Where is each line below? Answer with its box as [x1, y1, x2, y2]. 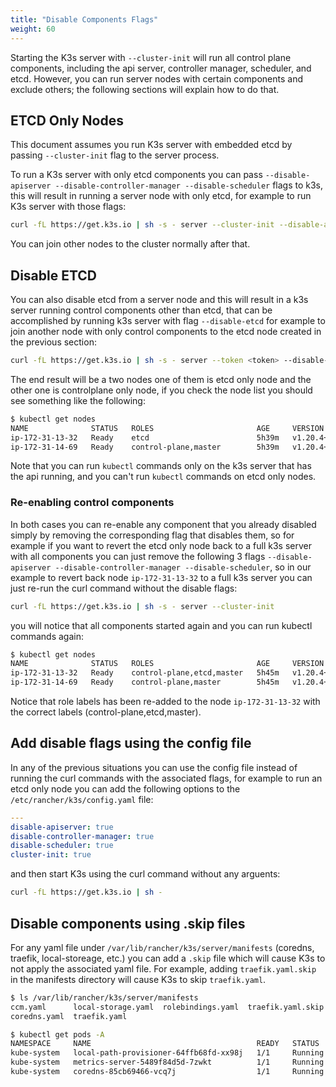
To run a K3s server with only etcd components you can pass [10, 169, 263, 181]
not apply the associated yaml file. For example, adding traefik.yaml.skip [10, 962, 317, 975]
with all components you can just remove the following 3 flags [10, 550, 266, 562]
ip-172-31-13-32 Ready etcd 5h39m [10, 432, 280, 443]
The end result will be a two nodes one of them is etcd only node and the [10, 373, 312, 385]
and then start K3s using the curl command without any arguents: [10, 868, 281, 880]
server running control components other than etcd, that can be [10, 304, 273, 316]
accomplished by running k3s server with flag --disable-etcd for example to [10, 315, 326, 326]
